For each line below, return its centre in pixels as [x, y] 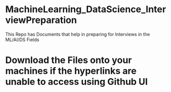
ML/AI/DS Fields [22, 40]
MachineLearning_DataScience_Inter [86, 9]
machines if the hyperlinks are [71, 71]
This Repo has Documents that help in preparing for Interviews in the [78, 34]
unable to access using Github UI [77, 82]
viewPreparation [41, 20]
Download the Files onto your [69, 60]
